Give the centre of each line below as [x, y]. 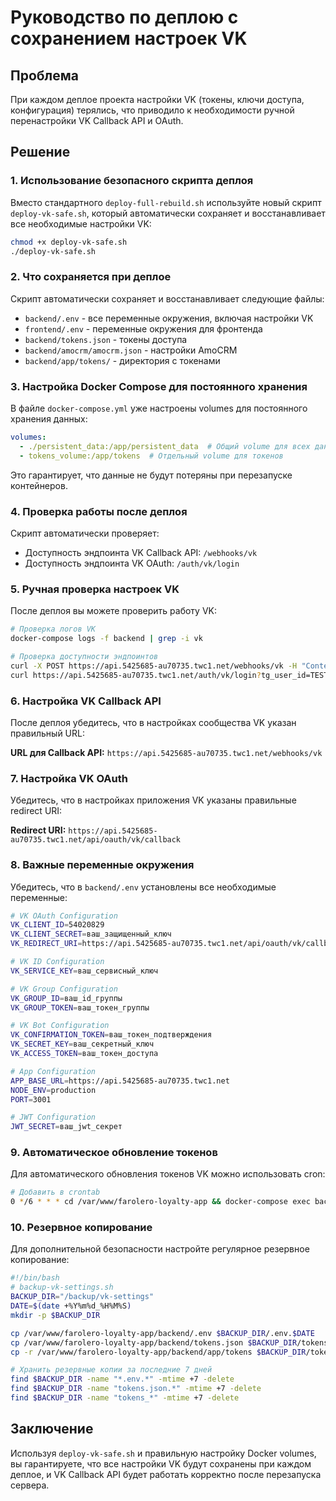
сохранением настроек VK [129, 38]
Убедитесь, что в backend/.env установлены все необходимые [143, 887]
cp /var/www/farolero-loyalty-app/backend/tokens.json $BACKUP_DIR [154, 1342]
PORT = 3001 [31, 1099]
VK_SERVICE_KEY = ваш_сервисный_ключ [84, 971]
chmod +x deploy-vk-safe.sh [69, 242]
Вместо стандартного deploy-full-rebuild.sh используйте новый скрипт [166, 202]
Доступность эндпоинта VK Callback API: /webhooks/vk [141, 552]
